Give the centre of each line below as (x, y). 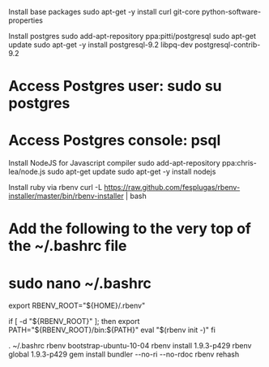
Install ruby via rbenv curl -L (56, 188)
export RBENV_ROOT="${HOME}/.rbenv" (77, 306)
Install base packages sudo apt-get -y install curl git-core (104, 12)
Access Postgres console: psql (115, 140)
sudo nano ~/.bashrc (80, 283)
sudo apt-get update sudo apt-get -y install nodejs (132, 172)
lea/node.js (27, 172)
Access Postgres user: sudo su (115, 86)
